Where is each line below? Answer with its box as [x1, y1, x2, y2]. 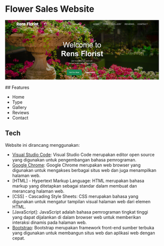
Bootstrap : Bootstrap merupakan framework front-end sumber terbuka [12, 224, 155, 230]
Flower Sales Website [5, 3, 95, 15]
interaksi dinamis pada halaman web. [12, 219, 87, 225]
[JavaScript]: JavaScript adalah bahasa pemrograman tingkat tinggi [12, 209, 148, 215]
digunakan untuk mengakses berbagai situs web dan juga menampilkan [12, 167, 157, 173]
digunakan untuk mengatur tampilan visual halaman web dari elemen [12, 198, 151, 204]
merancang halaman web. [12, 188, 65, 194]
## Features [5, 84, 29, 90]
